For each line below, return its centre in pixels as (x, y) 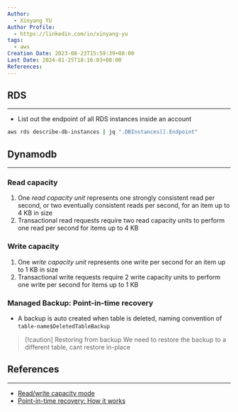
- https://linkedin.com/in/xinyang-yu (71, 34)
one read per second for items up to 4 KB (78, 228)
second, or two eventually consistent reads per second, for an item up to (124, 206)
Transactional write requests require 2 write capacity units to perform (119, 277)
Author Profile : (31, 27)
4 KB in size (35, 213)
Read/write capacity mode (56, 393)
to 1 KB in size (38, 269)
